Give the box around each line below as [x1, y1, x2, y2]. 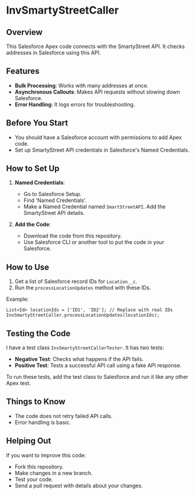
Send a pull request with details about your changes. [14, 482, 143, 489]
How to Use [6, 262, 50, 272]
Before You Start [6, 118, 69, 128]
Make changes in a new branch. [14, 469, 93, 477]
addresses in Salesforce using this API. [6, 49, 101, 56]
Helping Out [6, 436, 51, 446]
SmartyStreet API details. [23, 210, 85, 217]
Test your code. [14, 475, 53, 483]
